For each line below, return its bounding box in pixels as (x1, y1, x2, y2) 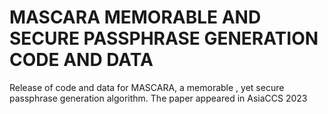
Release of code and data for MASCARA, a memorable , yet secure (9, 81, 285, 93)
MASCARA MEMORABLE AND (9, 6, 262, 29)
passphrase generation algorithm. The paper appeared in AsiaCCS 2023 (9, 92, 308, 104)
